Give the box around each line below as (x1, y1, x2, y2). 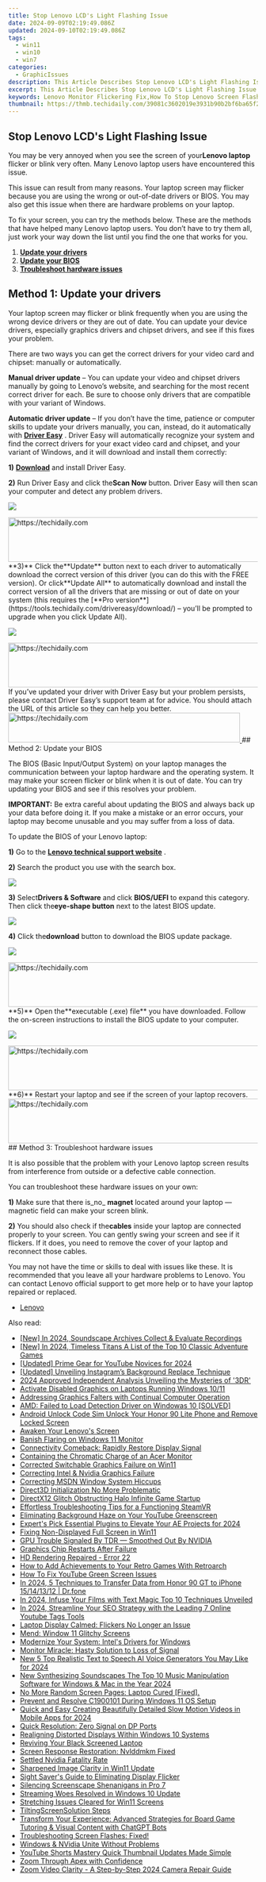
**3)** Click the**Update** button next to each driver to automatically (8, 561, 241, 571)
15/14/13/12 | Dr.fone (19, 1586, 86, 1595)
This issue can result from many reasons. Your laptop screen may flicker (8, 183, 245, 192)
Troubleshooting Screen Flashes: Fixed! (19, 1830, 150, 1840)
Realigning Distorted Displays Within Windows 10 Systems (19, 1730, 210, 1739)
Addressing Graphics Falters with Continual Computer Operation (19, 1392, 230, 1402)
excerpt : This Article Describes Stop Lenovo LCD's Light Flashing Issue (8, 85, 257, 94)
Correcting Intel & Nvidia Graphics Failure (19, 1468, 155, 1477)
